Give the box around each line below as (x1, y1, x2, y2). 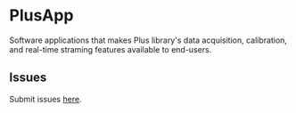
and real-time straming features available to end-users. (9, 44, 212, 54)
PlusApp (9, 5, 74, 26)
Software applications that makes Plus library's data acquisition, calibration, (9, 35, 288, 45)
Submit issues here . (9, 93, 82, 104)
